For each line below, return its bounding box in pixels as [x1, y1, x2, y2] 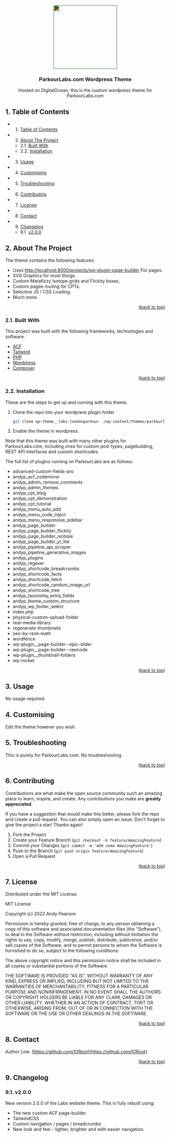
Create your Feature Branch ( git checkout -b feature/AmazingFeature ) [12, 836, 162, 843]
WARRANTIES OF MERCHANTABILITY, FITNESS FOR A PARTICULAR [5, 983, 149, 990]
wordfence [12, 636, 36, 642]
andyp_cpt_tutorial [12, 501, 52, 507]
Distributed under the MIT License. [5, 891, 78, 897]
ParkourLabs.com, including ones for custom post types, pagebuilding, [5, 443, 154, 450]
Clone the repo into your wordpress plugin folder [12, 409, 115, 415]
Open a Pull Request [12, 853, 56, 859]
